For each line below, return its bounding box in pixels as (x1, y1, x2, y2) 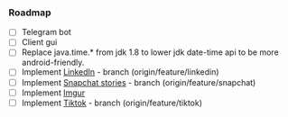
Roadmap (8, 6, 51, 19)
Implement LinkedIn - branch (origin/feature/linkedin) (21, 67, 219, 77)
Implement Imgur (21, 87, 86, 98)
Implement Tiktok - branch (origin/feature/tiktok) (21, 97, 203, 108)
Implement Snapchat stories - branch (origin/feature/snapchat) (21, 76, 256, 87)
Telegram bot (21, 27, 71, 38)
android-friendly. (21, 57, 85, 68)
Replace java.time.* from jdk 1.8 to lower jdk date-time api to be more (21, 47, 279, 58)
